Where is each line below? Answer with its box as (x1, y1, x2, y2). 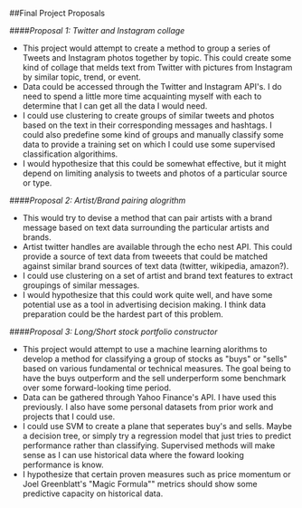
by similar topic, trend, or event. (22, 72, 142, 82)
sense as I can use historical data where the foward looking (22, 450, 244, 460)
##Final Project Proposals (9, 8, 106, 18)
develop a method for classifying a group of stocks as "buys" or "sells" (22, 353, 288, 364)
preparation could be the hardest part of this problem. (22, 309, 223, 320)
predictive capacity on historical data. (22, 488, 164, 499)
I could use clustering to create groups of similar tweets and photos (22, 110, 275, 120)
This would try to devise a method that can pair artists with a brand (22, 213, 273, 223)
